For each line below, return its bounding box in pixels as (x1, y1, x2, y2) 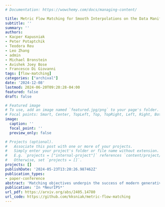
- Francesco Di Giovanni (5, 67, 56, 71)
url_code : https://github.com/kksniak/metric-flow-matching (5, 194, 131, 200)
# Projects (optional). (5, 139, 54, 144)
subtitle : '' (5, 21, 32, 26)
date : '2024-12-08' (5, 80, 45, 85)
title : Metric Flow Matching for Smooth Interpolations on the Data (5, 16, 148, 21)
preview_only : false (9, 130, 52, 136)
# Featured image (5, 103, 41, 108)
